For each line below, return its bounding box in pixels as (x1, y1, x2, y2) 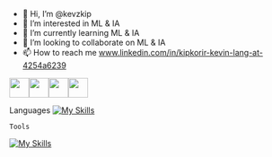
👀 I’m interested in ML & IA (22, 18, 120, 29)
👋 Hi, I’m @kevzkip (22, 9, 92, 19)
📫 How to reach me (22, 48, 97, 57)
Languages (9, 105, 51, 116)
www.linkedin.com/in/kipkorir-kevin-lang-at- (98, 48, 263, 57)
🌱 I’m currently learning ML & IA (22, 28, 140, 38)
